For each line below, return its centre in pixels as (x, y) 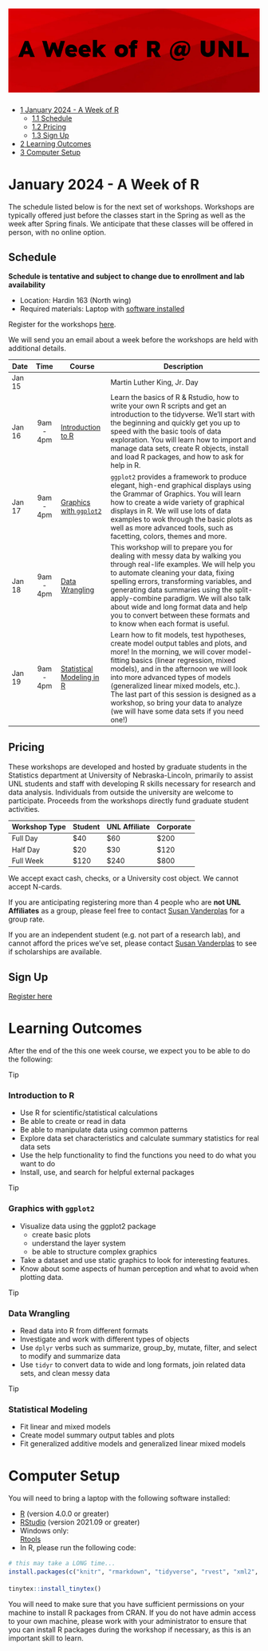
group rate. (27, 919)
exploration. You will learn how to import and (183, 440)
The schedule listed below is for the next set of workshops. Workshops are (132, 206)
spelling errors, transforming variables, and (181, 581)
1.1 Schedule (52, 118)
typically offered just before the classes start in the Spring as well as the (127, 215)
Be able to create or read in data (73, 1121)
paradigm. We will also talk (207, 598)
